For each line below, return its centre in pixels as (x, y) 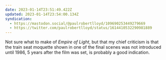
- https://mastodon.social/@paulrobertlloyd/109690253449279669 (78, 23)
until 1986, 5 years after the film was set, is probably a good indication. (78, 53)
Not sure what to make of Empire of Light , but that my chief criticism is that (82, 42)
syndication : (19, 19)
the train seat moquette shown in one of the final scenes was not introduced (83, 47)
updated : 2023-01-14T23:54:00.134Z (42, 14)
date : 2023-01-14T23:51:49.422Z (39, 10)
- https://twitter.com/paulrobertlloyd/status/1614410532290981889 (81, 28)
